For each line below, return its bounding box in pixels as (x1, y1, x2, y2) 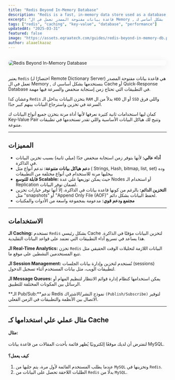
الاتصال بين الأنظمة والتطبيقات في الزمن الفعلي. (8, 296, 99, 302)
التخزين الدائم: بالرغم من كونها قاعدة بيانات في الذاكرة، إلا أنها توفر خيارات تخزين (15, 186, 166, 193)
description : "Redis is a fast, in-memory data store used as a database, (8, 12, 168, 17)
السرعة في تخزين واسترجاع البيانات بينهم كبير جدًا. (8, 101, 103, 107)
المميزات (8, 141, 34, 150)
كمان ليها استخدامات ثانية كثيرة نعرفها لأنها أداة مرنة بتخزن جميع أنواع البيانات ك (8, 111, 156, 117)
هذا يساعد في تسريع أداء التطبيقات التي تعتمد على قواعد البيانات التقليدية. (8, 235, 145, 242)
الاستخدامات (8, 217, 43, 225)
